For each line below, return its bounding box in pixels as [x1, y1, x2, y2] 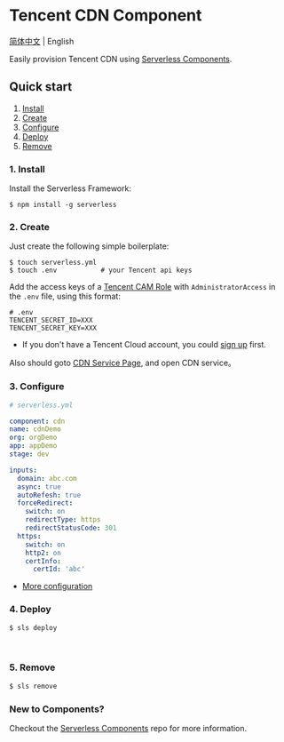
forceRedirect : [17, 499, 74, 507]
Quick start [9, 79, 73, 94]
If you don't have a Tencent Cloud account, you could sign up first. [21, 339, 266, 350]
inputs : [9, 466, 38, 475]
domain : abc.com [17, 474, 77, 483]
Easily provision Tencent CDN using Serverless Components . [9, 53, 233, 64]
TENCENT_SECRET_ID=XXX [9, 316, 93, 325]
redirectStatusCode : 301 [25, 523, 117, 533]
